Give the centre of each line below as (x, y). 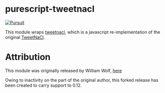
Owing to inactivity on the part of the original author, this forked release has (82, 80)
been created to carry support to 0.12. (44, 85)
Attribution (28, 57)
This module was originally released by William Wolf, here (64, 70)
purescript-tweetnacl (50, 9)
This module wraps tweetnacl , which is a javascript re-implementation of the (83, 32)
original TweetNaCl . (25, 37)
